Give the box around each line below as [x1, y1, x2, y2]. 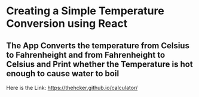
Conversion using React [6, 17, 128, 30]
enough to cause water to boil [6, 68, 120, 79]
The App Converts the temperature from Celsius [6, 40, 190, 51]
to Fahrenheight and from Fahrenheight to [6, 49, 166, 60]
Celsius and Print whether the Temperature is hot [6, 59, 193, 69]
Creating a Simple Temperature [6, 4, 164, 18]
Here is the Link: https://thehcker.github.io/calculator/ [6, 85, 138, 91]
